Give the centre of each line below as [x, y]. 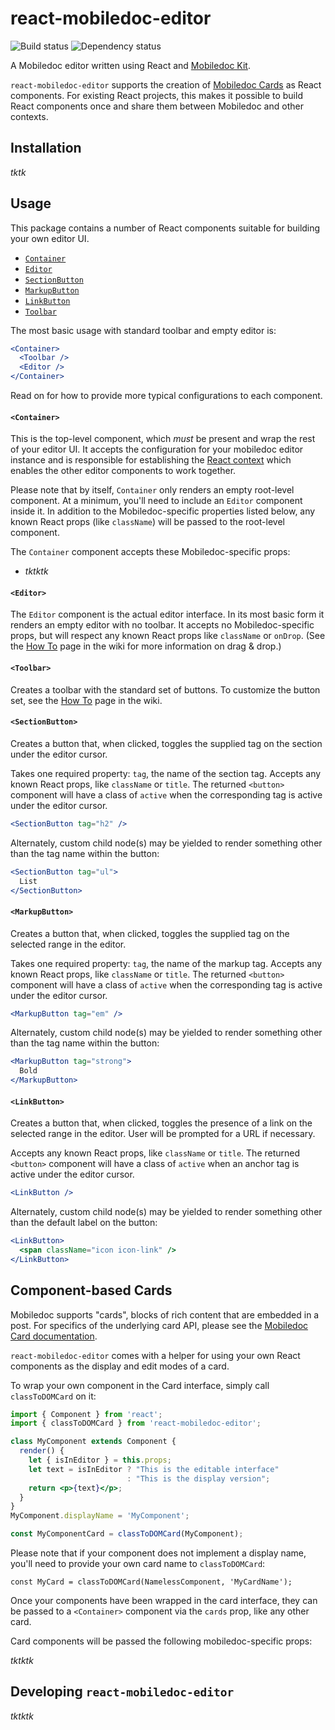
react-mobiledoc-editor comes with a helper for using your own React [155, 1355]
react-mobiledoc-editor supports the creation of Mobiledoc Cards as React [166, 84]
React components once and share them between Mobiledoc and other [157, 106]
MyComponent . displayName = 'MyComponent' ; [100, 1516]
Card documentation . [54, 1336]
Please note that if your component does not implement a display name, [158, 1553]
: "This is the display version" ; [198, 1478]
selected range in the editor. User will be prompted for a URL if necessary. [163, 1134]
